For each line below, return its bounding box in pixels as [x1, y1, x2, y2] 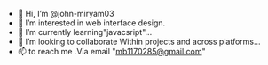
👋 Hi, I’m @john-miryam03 [17, 9, 114, 18]
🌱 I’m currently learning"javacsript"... [17, 27, 153, 37]
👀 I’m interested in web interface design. [17, 18, 166, 28]
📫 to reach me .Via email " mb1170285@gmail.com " [17, 47, 206, 56]
